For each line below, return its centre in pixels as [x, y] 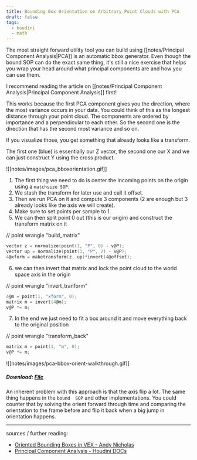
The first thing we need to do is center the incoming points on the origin [101, 180]
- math [19, 33]
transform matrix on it [41, 224]
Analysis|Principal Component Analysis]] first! [62, 93]
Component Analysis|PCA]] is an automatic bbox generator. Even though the [98, 56]
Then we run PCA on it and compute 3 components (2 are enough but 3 [101, 199]
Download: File [25, 377]
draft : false [22, 17]
